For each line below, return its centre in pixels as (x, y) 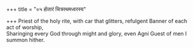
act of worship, (25, 27)
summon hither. (26, 40)
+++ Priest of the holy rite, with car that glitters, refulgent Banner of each (97, 21)
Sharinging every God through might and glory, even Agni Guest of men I (96, 33)
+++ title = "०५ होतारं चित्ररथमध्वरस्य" (46, 9)
